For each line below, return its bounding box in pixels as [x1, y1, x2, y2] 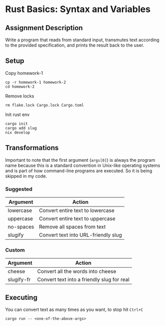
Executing [5, 293, 38, 302]
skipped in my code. [5, 173, 47, 179]
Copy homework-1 [5, 70, 43, 76]
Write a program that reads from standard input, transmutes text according [5, 37, 159, 43]
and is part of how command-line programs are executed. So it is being [5, 167, 152, 174]
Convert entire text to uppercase [39, 215, 116, 222]
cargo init [5, 121, 28, 126]
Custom [5, 246, 25, 253]
